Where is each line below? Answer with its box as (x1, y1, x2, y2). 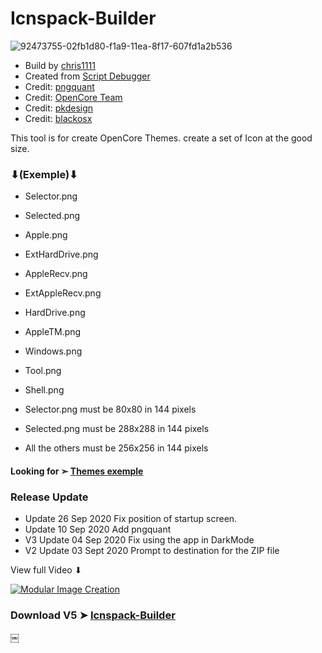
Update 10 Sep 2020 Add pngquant (24, 523, 172, 536)
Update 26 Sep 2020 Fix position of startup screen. (24, 513, 238, 525)
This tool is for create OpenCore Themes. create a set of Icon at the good (10, 132, 313, 144)
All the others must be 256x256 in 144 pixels (24, 442, 209, 454)
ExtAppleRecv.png (24, 287, 102, 299)
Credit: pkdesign (24, 102, 94, 114)
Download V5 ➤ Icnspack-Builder (10, 608, 176, 622)
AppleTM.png (24, 326, 82, 338)
